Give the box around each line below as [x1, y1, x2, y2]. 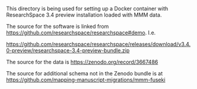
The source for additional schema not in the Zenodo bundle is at [6, 70, 163, 77]
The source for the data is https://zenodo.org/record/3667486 [6, 59, 158, 65]
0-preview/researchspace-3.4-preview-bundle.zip [6, 47, 130, 54]
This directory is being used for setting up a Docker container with [6, 5, 169, 12]
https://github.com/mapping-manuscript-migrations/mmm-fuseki [6, 77, 166, 83]
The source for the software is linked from [6, 23, 109, 30]
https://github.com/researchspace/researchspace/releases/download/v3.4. [6, 41, 191, 47]
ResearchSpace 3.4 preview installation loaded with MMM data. [6, 11, 162, 18]
